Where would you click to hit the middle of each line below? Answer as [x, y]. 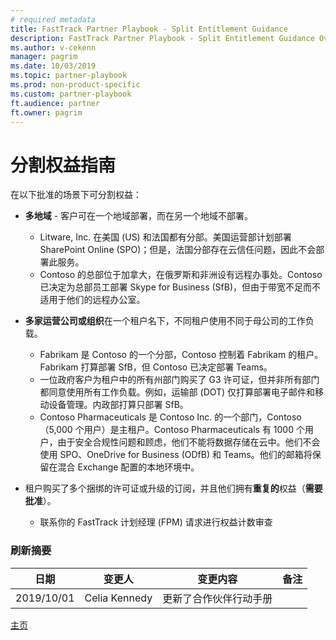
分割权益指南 [63, 165]
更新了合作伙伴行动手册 [217, 598]
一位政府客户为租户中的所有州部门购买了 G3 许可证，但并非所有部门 [179, 380]
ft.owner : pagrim [46, 112]
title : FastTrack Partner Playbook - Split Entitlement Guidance [149, 29]
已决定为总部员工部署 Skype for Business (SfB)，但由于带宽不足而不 [180, 287]
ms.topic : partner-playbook [69, 76]
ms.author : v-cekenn [53, 47]
